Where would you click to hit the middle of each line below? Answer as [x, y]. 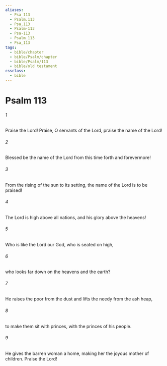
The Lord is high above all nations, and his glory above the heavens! [76, 217]
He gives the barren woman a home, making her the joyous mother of [77, 353]
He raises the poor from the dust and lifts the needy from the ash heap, [79, 299]
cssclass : [16, 71]
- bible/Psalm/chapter [33, 57]
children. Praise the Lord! [31, 358]
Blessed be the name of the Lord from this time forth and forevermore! [78, 158]
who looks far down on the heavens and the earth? [58, 272]
